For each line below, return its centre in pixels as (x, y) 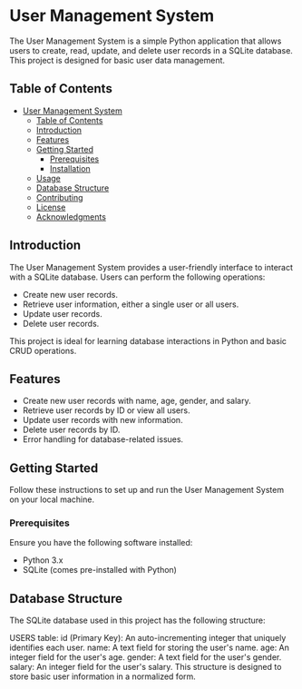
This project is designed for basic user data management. (117, 60)
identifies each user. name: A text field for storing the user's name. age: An (150, 648)
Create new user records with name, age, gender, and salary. (136, 401)
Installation (70, 168)
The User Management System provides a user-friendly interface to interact (151, 267)
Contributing (59, 197)
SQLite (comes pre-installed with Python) (99, 570)
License (51, 207)
